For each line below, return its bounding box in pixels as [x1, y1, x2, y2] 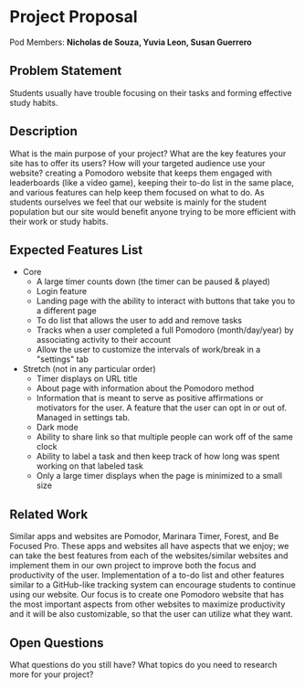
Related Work [9, 506, 89, 522]
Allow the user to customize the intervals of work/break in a [36, 344, 261, 355]
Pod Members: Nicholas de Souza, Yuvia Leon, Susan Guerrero [9, 37, 252, 48]
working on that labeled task [36, 461, 144, 472]
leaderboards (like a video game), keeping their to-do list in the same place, [9, 176, 295, 188]
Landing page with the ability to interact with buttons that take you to [36, 295, 295, 307]
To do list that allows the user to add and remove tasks [36, 315, 242, 326]
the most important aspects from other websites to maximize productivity [9, 599, 286, 609]
